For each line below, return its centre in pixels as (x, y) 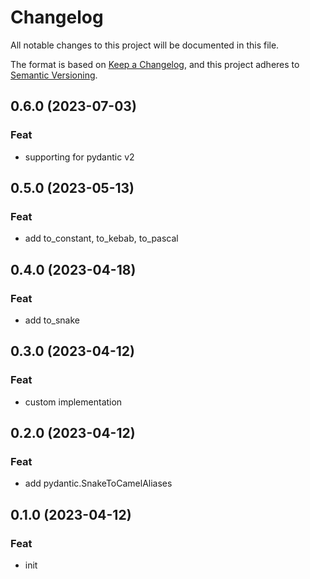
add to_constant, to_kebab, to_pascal (101, 238)
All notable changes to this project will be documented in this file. (145, 45)
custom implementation (73, 402)
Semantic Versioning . (54, 75)
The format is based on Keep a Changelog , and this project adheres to (155, 64)
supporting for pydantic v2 (79, 157)
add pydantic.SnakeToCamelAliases (98, 483)
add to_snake (52, 320)
